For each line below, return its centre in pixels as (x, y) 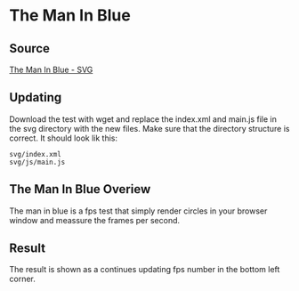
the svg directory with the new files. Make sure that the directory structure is (149, 128)
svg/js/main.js (37, 162)
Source (30, 48)
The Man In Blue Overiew (80, 189)
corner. (22, 279)
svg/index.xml (36, 154)
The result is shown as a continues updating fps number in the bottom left (145, 270)
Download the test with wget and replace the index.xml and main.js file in (143, 119)
